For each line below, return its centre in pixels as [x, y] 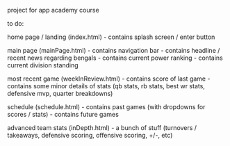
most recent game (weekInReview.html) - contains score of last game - [109, 79]
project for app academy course [53, 10]
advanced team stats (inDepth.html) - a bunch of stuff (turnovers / [102, 128]
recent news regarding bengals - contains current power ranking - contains [115, 58]
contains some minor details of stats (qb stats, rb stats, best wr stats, [106, 86]
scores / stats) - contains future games [63, 114]
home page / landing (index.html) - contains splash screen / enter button [111, 37]
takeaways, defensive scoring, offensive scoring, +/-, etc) [90, 135]
